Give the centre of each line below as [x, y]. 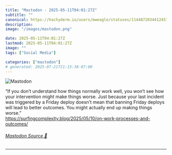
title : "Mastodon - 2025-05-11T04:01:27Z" [51, 10]
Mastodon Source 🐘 [26, 135]
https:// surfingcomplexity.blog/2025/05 [47, 119]
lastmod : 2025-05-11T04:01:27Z [39, 43]
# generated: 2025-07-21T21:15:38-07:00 [49, 67]
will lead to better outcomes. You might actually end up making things [79, 108]
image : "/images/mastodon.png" [39, 29]
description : [19, 24]
